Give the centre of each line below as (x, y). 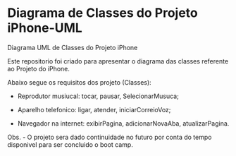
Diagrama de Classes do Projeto (103, 13)
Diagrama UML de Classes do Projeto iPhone (73, 47)
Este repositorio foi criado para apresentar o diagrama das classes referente (118, 61)
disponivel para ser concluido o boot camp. (70, 144)
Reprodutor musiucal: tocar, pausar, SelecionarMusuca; (98, 96)
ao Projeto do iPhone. (39, 68)
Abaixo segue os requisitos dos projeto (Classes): (79, 82)
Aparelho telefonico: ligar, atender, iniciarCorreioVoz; (94, 109)
